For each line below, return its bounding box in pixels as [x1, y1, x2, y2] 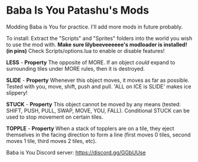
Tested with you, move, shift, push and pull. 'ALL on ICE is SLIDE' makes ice [6, 82, 191, 90]
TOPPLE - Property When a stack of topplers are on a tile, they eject [6, 125, 174, 132]
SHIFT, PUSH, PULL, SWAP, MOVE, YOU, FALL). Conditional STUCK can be [6, 107, 190, 114]
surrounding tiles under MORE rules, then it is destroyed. [6, 65, 145, 72]
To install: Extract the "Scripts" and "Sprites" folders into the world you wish [6, 34, 193, 42]
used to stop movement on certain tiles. [6, 113, 103, 120]
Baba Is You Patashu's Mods [6, 4, 149, 17]
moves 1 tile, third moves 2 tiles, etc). [6, 137, 97, 144]
